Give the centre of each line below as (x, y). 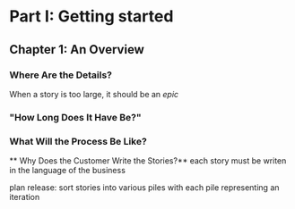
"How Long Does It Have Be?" (75, 117)
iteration (25, 197)
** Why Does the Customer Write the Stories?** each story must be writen (148, 161)
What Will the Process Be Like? (78, 141)
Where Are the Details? (61, 75)
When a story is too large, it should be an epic (94, 94)
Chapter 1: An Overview (77, 50)
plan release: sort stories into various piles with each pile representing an (144, 188)
